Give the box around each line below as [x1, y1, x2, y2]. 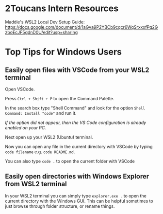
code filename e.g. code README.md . [5, 149, 75, 155]
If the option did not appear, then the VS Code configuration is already [5, 120, 147, 125]
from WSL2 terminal [5, 180, 67, 188]
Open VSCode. [5, 86, 35, 92]
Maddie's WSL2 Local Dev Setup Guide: [5, 19, 85, 25]
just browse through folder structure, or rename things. [5, 203, 115, 209]
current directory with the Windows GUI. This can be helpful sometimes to [5, 198, 154, 204]
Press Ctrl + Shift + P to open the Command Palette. [5, 95, 114, 101]
